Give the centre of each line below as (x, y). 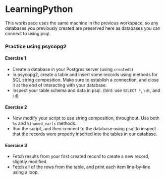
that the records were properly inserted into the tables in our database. (85, 134)
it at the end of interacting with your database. (59, 85)
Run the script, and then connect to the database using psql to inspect (84, 129)
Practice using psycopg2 (36, 46)
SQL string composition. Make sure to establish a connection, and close (85, 80)
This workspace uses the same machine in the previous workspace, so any (82, 23)
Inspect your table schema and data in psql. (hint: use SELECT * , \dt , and (86, 90)
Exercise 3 (16, 145)
